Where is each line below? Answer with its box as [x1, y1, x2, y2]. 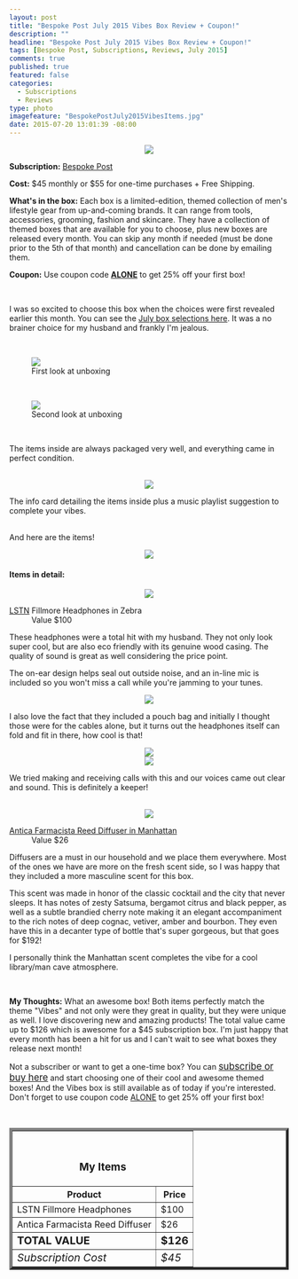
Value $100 [31, 615, 73, 625]
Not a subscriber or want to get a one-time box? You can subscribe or [9, 1061, 274, 1073]
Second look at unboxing [31, 409, 122, 420]
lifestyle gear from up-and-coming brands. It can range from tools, [9, 205, 253, 216]
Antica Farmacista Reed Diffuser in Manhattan [9, 826, 177, 836]
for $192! [9, 935, 43, 946]
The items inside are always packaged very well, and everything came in [9, 443, 275, 453]
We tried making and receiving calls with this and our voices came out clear [9, 773, 286, 783]
